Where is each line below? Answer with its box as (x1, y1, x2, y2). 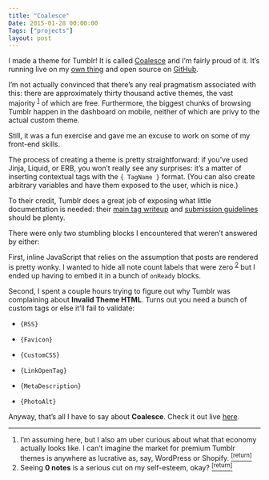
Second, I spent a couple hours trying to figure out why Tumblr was (8, 286, 231, 296)
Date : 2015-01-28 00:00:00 (8, 19, 98, 27)
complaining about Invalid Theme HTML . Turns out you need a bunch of (8, 294, 247, 304)
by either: (8, 237, 40, 246)
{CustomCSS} (19, 351, 60, 359)
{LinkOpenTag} (19, 366, 67, 374)
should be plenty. (8, 213, 66, 222)
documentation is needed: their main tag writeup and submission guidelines (8, 204, 259, 214)
